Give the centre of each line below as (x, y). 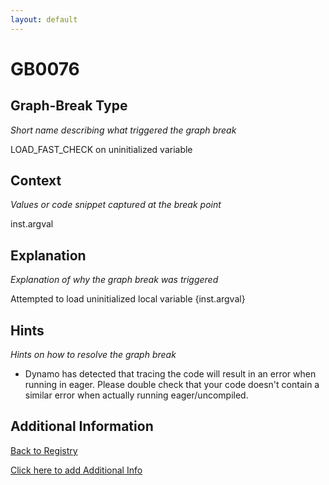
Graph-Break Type (69, 106)
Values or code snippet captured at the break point (116, 205)
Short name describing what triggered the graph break (123, 130)
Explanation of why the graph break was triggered (114, 280)
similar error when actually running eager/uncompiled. (136, 395)
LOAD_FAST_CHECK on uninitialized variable (101, 149)
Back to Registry (44, 450)
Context (36, 181)
